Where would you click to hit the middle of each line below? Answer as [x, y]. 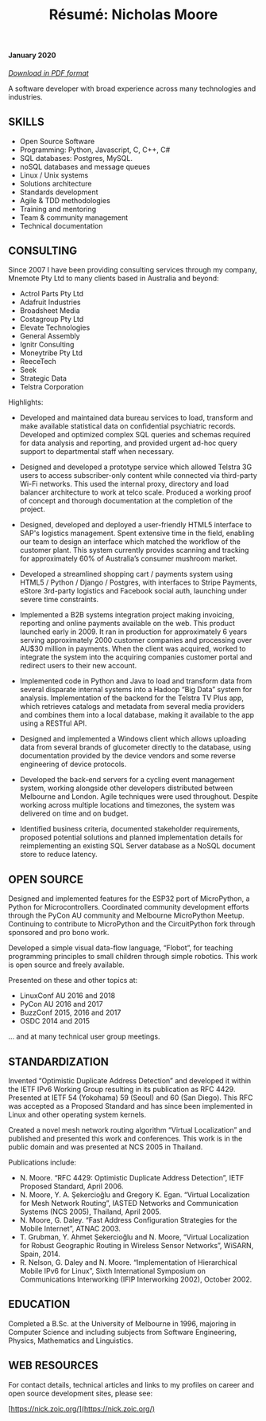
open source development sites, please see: [81, 1393]
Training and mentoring [58, 209]
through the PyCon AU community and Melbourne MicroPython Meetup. [126, 916]
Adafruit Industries [50, 302]
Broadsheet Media [50, 311]
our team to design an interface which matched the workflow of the [130, 542]
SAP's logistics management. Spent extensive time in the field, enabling [137, 533]
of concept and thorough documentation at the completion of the [126, 501]
